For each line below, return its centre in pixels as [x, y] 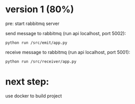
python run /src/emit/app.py [36, 43]
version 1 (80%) [40, 9]
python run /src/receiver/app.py [41, 61]
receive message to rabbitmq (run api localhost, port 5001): [68, 52]
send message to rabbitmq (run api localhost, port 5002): [66, 33]
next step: [27, 82]
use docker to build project [34, 96]
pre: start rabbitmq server [32, 23]
